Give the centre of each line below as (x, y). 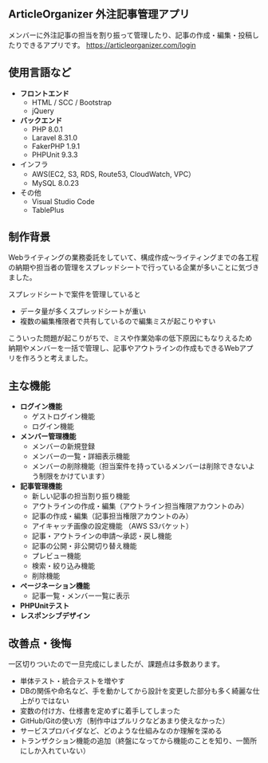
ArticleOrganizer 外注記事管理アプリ (99, 14)
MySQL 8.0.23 (55, 183)
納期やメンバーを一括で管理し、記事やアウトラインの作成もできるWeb (124, 348)
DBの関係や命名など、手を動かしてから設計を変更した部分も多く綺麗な (136, 691)
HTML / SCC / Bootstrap (71, 102)
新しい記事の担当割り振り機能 (81, 496)
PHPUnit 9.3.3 (55, 155)
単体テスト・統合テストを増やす (72, 681)
